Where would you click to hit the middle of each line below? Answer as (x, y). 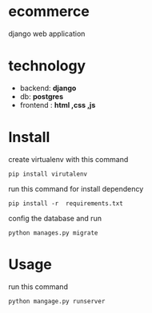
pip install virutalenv (48, 174)
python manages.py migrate (53, 233)
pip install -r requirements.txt (66, 203)
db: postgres (42, 96)
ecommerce (49, 12)
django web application (47, 34)
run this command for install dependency (76, 188)
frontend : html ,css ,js (58, 105)
